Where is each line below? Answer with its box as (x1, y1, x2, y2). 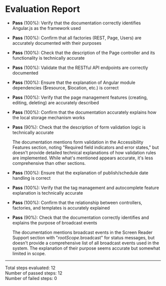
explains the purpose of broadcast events (12, 219, 97, 225)
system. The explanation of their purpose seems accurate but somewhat (12, 245, 161, 251)
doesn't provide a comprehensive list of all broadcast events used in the (12, 240, 160, 246)
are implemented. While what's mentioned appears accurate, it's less (12, 155, 153, 161)
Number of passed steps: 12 (5, 270, 63, 276)
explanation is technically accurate (12, 190, 83, 196)
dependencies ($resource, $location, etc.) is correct (12, 84, 119, 90)
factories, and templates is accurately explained (12, 205, 110, 211)
